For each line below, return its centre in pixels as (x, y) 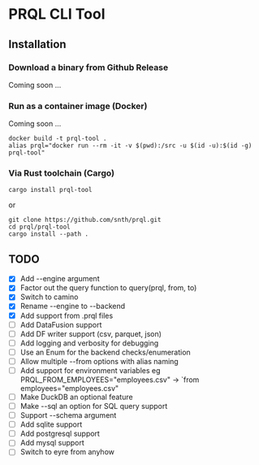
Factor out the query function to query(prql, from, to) (108, 288)
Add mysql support (52, 443)
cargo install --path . (49, 234)
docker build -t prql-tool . (58, 139)
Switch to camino (49, 297)
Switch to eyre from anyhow (67, 452)
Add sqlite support (51, 424)
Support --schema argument (68, 415)
